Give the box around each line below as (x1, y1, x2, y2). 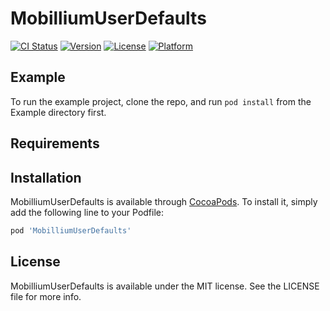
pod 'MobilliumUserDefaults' (10, 225, 132, 236)
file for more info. (10, 290, 82, 302)
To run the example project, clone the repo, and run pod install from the (10, 95, 312, 107)
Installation (10, 169, 82, 186)
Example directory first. (10, 106, 107, 118)
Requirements (10, 135, 100, 152)
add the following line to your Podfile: (10, 206, 165, 218)
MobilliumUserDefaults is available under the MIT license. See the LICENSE (10, 280, 320, 292)
